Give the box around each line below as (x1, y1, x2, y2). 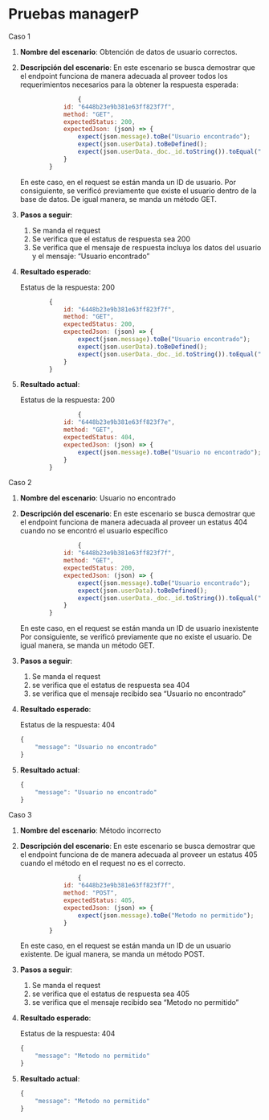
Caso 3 (8, 810, 32, 820)
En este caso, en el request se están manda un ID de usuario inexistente (19, 624, 259, 633)
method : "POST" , (63, 889, 118, 897)
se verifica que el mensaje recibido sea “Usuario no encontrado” (31, 689, 247, 698)
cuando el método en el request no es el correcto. (19, 859, 186, 868)
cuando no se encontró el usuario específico (19, 526, 169, 536)
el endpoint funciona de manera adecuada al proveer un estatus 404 (19, 517, 248, 527)
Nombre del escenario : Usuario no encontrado (19, 493, 177, 503)
